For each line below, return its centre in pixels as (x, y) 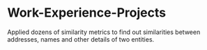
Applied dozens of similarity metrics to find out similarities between (104, 32)
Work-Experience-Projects (86, 13)
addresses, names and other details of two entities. (81, 39)
